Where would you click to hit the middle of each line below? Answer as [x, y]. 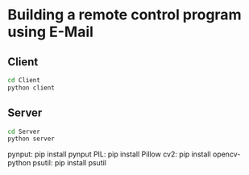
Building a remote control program [124, 15]
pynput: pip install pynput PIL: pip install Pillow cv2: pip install [109, 154]
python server [31, 139]
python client [31, 87]
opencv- [226, 154]
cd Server [24, 131]
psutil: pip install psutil [69, 163]
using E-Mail [51, 32]
